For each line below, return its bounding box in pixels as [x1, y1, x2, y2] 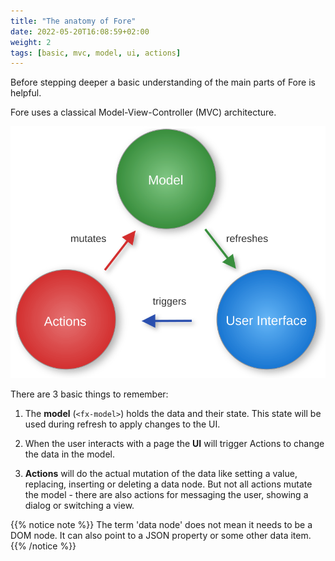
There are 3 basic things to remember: [10, 388, 169, 400]
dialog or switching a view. [24, 500, 135, 512]
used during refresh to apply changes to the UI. [24, 418, 221, 430]
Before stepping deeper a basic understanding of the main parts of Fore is [10, 76, 316, 89]
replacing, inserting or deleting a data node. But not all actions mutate [24, 478, 313, 490]
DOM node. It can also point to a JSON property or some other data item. [10, 530, 312, 542]
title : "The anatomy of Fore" [10, 16, 137, 26]
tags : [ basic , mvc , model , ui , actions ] [10, 48, 182, 58]
